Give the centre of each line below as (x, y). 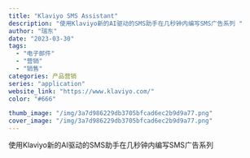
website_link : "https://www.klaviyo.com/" (81, 91)
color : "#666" (33, 99)
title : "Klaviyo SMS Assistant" (63, 16)
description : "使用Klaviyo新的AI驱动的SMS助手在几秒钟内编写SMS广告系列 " (125, 23)
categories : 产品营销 (43, 76)
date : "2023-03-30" (42, 38)
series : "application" (47, 83)
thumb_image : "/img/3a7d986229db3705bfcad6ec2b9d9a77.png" (111, 113)
